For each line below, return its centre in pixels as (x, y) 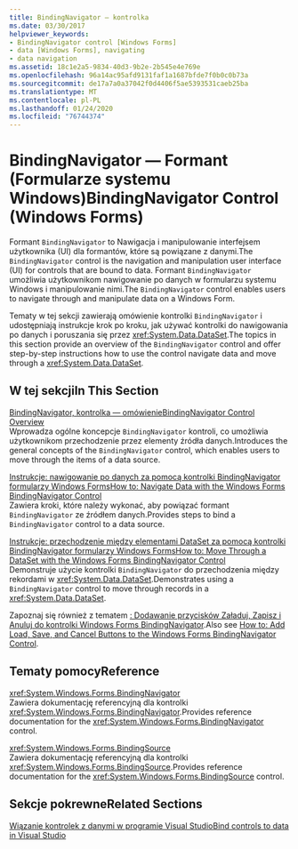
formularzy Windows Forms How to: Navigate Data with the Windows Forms (147, 486)
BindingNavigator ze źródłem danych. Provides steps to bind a (122, 514)
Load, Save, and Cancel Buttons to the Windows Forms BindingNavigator (143, 634)
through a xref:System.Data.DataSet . (77, 363)
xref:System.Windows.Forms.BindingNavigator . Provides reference (130, 711)
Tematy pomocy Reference (85, 672)
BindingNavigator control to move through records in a (109, 589)
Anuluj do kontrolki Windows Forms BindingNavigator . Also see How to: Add (147, 624)
